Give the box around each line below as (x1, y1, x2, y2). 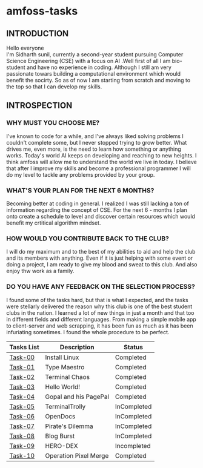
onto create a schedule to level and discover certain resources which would (6, 213, 196, 220)
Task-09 (9, 441, 35, 450)
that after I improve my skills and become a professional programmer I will (6, 165, 191, 172)
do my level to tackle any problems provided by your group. (6, 171, 155, 178)
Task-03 (9, 383, 35, 391)
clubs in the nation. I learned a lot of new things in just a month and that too (6, 309, 195, 316)
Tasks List (9, 343, 39, 351)
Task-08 (9, 432, 35, 440)
